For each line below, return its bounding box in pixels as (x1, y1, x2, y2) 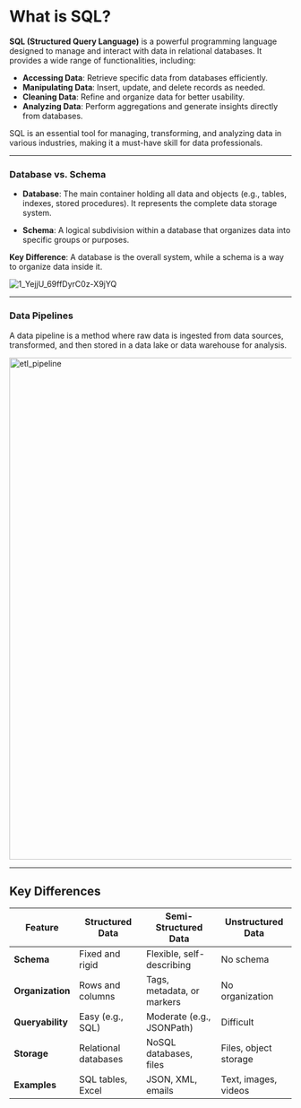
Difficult (220, 1016, 254, 1028)
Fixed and (79, 948, 121, 960)
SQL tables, (79, 1073, 128, 1086)
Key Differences (9, 883, 101, 898)
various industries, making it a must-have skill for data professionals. (9, 137, 263, 148)
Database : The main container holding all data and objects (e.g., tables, (21, 188, 287, 199)
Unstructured (225, 916, 284, 929)
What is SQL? (9, 6, 112, 27)
